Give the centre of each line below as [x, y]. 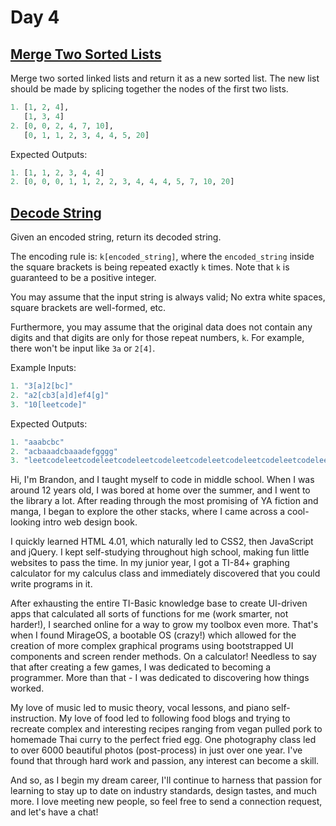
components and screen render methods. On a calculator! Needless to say [163, 657]
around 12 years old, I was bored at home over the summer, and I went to [160, 490]
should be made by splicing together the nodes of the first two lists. [149, 89]
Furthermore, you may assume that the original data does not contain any [161, 327]
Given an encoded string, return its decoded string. [116, 237]
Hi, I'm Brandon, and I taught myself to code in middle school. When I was [162, 480]
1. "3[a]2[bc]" [42, 386]
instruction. [33, 718]
